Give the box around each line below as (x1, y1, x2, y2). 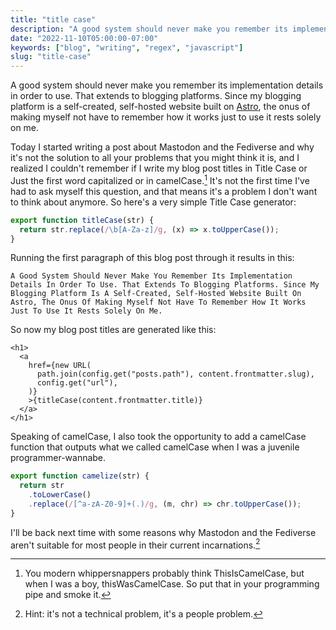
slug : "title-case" (10, 52, 92, 62)
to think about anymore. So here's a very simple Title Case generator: (10, 196, 297, 208)
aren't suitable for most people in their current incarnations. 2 (10, 537, 261, 551)
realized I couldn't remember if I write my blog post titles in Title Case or (10, 162, 308, 175)
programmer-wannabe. (10, 452, 107, 464)
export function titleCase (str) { (10, 215, 155, 225)
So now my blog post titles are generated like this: (10, 324, 217, 336)
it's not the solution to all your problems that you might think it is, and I (10, 152, 300, 164)
